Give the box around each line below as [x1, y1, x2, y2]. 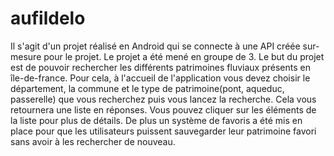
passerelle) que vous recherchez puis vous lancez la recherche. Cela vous [10, 93, 317, 105]
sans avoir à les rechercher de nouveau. [10, 135, 176, 147]
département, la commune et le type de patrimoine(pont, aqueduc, [10, 82, 285, 94]
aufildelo [10, 7, 86, 30]
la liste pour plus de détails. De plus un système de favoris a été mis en [10, 114, 303, 126]
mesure [10, 50, 42, 62]
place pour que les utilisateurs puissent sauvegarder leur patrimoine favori [10, 125, 317, 137]
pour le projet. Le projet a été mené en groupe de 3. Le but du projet [43, 50, 325, 62]
